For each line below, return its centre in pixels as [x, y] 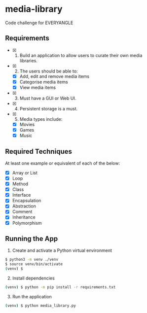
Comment [22, 212]
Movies [27, 124]
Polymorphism [27, 223]
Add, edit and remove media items [55, 76]
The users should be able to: [49, 71]
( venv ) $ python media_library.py [41, 306]
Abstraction [24, 206]
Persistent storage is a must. [49, 108]
